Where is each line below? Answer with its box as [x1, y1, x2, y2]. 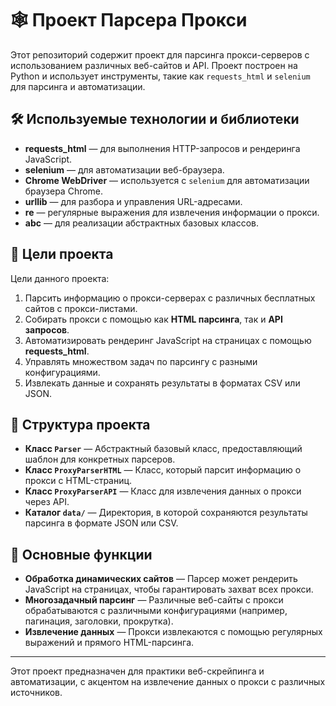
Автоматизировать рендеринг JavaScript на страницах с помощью [24, 334, 312, 346]
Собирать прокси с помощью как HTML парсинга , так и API [24, 313, 283, 325]
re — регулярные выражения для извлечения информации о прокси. [24, 206, 320, 218]
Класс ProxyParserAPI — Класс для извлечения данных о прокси [24, 485, 302, 497]
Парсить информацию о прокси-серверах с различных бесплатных [24, 292, 316, 304]
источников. [10, 687, 63, 699]
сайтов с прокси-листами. [24, 302, 138, 314]
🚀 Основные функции [10, 546, 153, 563]
